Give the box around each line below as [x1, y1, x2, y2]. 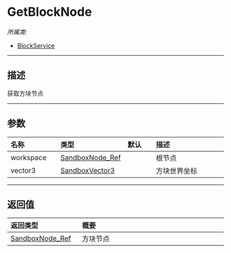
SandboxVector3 [60, 166, 115, 175]
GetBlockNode [7, 4, 92, 20]
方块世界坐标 [155, 166, 198, 175]
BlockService [16, 41, 55, 49]
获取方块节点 [7, 89, 43, 97]
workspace [10, 153, 47, 162]
